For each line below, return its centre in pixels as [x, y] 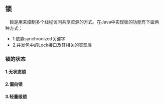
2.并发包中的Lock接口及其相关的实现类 [52, 45]
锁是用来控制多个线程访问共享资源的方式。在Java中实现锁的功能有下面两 [84, 22]
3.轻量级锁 [16, 97]
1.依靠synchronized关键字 [39, 38]
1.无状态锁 [16, 72]
